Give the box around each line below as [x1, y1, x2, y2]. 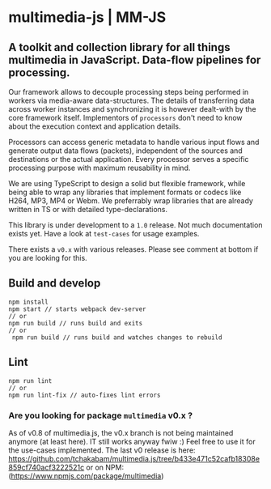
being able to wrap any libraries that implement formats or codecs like [8, 187, 242, 197]
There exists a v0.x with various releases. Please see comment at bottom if [8, 244, 259, 254]
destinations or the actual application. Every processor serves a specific [8, 155, 249, 164]
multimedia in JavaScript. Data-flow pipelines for [8, 53, 261, 66]
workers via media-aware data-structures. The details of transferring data [8, 96, 255, 105]
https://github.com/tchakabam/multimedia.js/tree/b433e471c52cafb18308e [8, 453, 260, 463]
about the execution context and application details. [8, 121, 181, 131]
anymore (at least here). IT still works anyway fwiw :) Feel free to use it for [8, 436, 256, 446]
